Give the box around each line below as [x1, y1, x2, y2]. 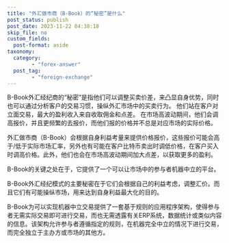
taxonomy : [7, 49, 36, 55]
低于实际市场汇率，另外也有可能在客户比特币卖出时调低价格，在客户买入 [15, 142, 219, 151]
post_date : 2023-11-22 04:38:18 [7, 23, 99, 29]
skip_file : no [7, 29, 48, 36]
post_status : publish [7, 16, 69, 23]
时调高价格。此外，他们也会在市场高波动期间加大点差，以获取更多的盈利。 [7, 151, 217, 159]
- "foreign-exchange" [31, 73, 94, 81]
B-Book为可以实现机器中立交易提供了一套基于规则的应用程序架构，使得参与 [7, 203, 220, 211]
